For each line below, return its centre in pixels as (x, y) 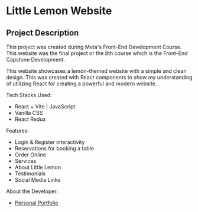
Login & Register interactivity (50, 142)
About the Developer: (32, 191)
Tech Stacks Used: (29, 95)
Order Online (30, 155)
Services (25, 161)
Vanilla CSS (29, 113)
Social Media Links (38, 180)
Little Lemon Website (59, 11)
